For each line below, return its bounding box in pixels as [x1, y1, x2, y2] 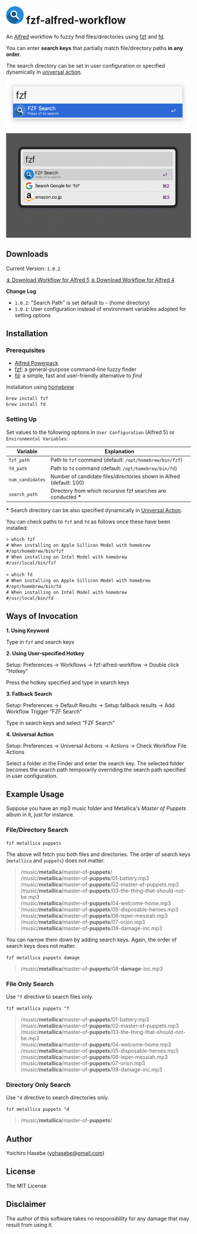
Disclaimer [6, 1199, 46, 1209]
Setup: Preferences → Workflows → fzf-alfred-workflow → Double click [6, 661, 179, 668]
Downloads [6, 249, 49, 259]
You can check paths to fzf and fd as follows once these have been [6, 518, 171, 525]
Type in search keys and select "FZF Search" [6, 719, 116, 727]
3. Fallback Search [6, 690, 52, 697]
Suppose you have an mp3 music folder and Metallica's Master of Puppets [6, 805, 186, 812]
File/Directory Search [6, 826, 69, 834]
